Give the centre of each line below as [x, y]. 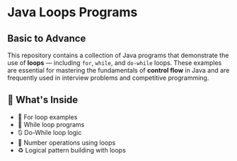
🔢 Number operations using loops [67, 143]
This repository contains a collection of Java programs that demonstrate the [118, 55]
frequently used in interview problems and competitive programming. [108, 78]
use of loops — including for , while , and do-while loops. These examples [115, 63]
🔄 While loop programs [51, 124]
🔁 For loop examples [47, 117]
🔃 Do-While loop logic [50, 132]
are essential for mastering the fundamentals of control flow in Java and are [118, 70]
